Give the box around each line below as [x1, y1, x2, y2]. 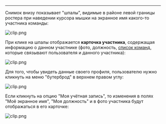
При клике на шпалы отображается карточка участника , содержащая [5, 39, 155, 45]
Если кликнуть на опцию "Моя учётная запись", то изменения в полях [5, 93, 154, 99]
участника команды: [5, 20, 48, 26]
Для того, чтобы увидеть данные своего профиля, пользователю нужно [5, 69, 157, 74]
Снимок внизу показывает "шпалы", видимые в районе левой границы [5, 10, 155, 15]
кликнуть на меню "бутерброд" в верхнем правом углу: [5, 74, 124, 80]
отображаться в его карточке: [5, 104, 69, 109]
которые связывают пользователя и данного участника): [5, 50, 126, 56]
